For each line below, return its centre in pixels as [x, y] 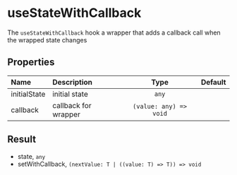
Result [22, 139]
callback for [72, 105]
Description [73, 82]
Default [213, 82]
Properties [31, 62]
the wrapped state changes [47, 40]
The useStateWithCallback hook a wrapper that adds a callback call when [114, 32]
